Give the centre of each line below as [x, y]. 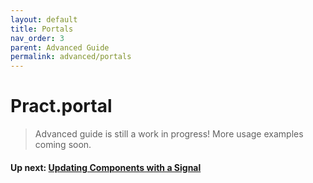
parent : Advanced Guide [60, 47]
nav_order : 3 [37, 38]
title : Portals [42, 29]
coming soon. [63, 145]
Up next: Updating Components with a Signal [106, 167]
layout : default [44, 19]
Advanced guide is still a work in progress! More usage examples [169, 134]
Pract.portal [61, 106]
